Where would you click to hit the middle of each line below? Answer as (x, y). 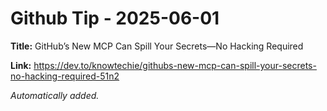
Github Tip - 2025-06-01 (115, 18)
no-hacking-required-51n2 (65, 76)
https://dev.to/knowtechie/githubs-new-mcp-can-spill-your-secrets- (175, 65)
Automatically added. (55, 95)
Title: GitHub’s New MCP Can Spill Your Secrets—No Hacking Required (157, 46)
